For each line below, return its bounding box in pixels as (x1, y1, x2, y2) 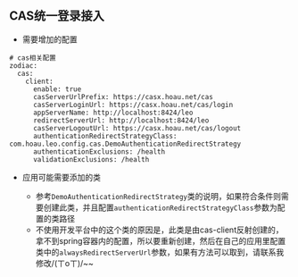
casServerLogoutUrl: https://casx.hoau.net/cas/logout (32, 123, 242, 132)
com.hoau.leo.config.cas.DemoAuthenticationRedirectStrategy (9, 139, 242, 148)
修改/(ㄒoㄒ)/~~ (35, 257, 94, 268)
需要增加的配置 (21, 34, 78, 45)
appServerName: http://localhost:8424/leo (32, 108, 194, 117)
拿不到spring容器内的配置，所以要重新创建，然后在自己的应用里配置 (35, 235, 286, 246)
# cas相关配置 (9, 53, 56, 63)
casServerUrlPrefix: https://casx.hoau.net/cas (32, 92, 214, 101)
